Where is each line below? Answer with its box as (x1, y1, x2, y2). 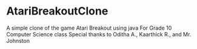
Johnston (6, 37, 30, 44)
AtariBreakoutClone (6, 4, 109, 18)
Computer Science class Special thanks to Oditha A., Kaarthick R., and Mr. (6, 30, 192, 38)
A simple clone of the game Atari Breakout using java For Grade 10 (6, 24, 172, 31)
